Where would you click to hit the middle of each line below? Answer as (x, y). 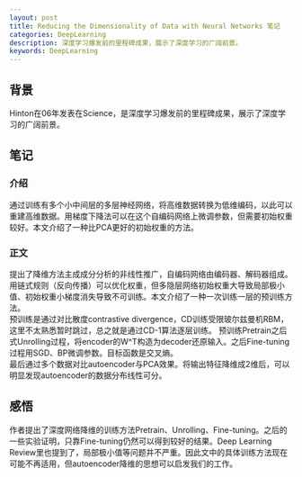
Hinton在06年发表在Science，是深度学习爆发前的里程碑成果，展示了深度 (144, 112)
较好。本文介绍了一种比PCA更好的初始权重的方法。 (104, 227)
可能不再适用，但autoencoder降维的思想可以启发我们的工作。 (124, 463)
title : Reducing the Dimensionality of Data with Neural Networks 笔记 (145, 26)
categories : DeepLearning (58, 34)
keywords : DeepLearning (54, 51)
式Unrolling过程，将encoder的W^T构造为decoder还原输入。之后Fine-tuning (150, 341)
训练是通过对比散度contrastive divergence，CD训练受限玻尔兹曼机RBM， (153, 319)
